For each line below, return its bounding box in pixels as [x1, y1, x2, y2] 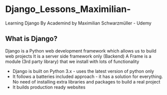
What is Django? [5, 34, 58, 43]
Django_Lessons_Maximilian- [5, 3, 131, 15]
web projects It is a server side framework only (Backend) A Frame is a [5, 53, 151, 59]
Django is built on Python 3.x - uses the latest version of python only [12, 68, 154, 74]
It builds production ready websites [12, 84, 86, 90]
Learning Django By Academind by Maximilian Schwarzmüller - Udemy [5, 20, 152, 26]
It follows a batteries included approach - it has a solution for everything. [12, 73, 163, 79]
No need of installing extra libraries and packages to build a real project [12, 78, 160, 84]
